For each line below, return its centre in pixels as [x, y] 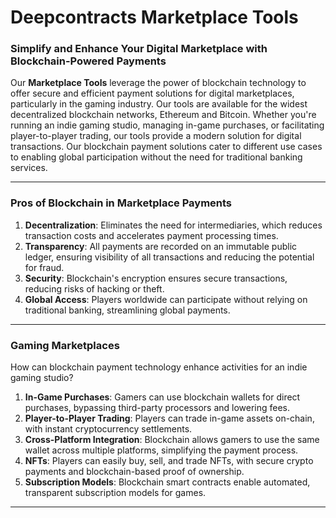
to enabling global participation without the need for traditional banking [156, 157]
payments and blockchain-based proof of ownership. [134, 472]
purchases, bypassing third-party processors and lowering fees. [157, 408]
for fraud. [44, 267]
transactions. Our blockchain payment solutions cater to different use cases [166, 147]
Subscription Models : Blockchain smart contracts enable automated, [167, 482]
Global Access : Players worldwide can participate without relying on [166, 299]
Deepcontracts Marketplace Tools [154, 17]
